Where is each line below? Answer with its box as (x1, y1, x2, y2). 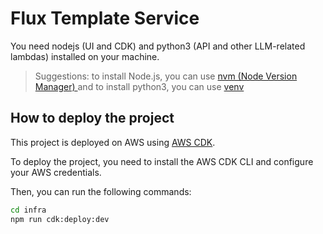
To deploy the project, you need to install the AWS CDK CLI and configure (10, 155, 314, 167)
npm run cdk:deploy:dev (10, 214, 110, 224)
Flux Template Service (10, 7, 200, 30)
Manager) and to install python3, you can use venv (34, 80, 245, 92)
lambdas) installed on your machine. (10, 50, 160, 62)
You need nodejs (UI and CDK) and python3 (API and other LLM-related (10, 40, 306, 52)
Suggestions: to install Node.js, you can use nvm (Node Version (34, 70, 298, 82)
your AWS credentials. (10, 166, 102, 178)
